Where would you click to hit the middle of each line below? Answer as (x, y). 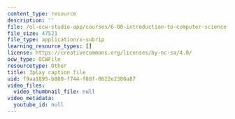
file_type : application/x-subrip (56, 40)
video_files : (26, 85)
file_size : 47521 (33, 33)
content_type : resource (42, 14)
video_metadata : (31, 99)
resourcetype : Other (37, 66)
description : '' (31, 20)
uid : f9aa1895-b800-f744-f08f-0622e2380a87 (72, 79)
